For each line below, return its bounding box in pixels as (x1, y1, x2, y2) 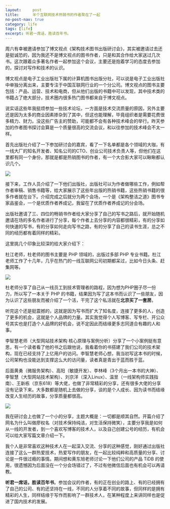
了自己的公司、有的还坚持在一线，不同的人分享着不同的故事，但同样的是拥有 (5, 486, 165, 492)
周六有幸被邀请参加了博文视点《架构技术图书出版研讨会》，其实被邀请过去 (5, 46, 158, 51)
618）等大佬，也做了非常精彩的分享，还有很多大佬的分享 (42, 380, 161, 386)
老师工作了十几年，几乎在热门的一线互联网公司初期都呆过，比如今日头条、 (5, 258, 160, 264)
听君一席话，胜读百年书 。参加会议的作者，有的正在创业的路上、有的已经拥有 (5, 480, 165, 485)
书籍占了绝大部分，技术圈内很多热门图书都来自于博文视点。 (5, 94, 130, 101)
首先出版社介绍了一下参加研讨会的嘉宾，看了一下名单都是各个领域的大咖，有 (5, 142, 165, 147)
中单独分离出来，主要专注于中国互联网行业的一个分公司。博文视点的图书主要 (5, 82, 165, 88)
